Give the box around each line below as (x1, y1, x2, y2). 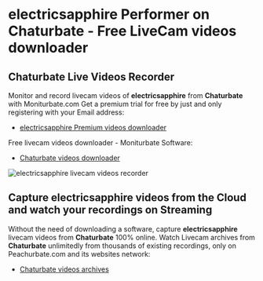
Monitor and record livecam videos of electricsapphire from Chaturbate (8, 91, 243, 100)
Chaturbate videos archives (19, 265, 110, 274)
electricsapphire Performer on (8, 5, 210, 24)
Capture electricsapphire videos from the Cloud (8, 191, 247, 205)
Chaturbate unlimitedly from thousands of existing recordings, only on (8, 241, 237, 250)
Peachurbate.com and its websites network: (8, 249, 151, 258)
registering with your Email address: (8, 108, 125, 117)
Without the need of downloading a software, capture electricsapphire (8, 224, 238, 233)
